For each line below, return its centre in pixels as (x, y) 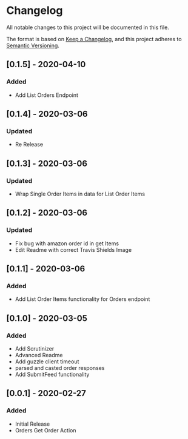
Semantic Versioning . (33, 45)
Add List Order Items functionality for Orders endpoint (82, 299)
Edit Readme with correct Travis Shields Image (73, 249)
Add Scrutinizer (35, 349)
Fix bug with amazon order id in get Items (67, 243)
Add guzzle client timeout (47, 361)
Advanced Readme (39, 355)
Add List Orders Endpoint (47, 95)
